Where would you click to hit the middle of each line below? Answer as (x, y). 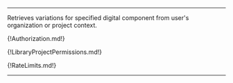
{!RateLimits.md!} (32, 65)
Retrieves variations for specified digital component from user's (98, 18)
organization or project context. (52, 25)
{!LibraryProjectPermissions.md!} (55, 52)
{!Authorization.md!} (36, 38)
